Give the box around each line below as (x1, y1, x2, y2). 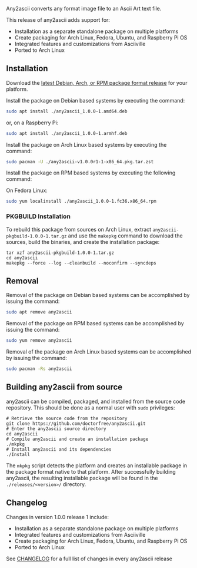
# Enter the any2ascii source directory (6, 425, 107, 432)
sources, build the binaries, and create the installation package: (6, 238, 160, 245)
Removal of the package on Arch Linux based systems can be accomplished (6, 348, 192, 355)
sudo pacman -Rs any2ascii (6, 366, 72, 372)
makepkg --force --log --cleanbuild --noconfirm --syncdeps (6, 260, 157, 266)
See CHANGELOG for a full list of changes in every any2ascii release (6, 555, 172, 562)
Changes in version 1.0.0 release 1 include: (6, 513, 109, 520)
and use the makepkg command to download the (68, 232, 183, 239)
